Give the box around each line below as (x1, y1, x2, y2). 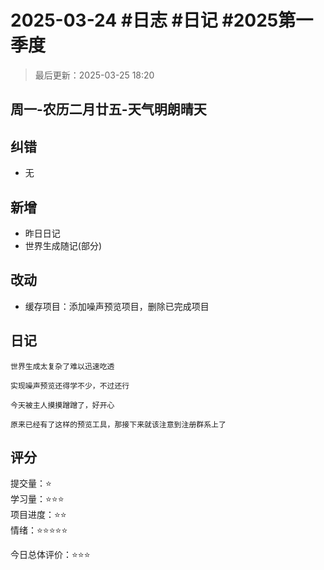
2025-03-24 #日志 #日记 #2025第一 (10, 9, 314, 32)
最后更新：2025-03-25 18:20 (34, 69, 155, 81)
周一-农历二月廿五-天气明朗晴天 (10, 101, 207, 118)
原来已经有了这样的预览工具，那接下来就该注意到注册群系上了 (10, 419, 227, 430)
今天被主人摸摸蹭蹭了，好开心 (10, 400, 115, 410)
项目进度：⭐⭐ (10, 509, 67, 521)
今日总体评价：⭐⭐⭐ (10, 549, 91, 561)
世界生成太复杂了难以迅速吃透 (10, 361, 115, 371)
